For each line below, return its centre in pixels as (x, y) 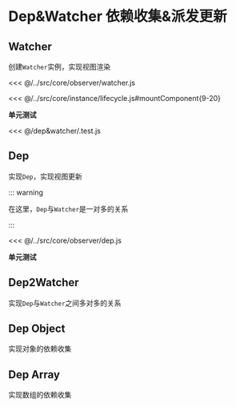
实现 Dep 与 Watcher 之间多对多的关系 (65, 303)
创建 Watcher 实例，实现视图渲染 (60, 66)
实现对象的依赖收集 (40, 349)
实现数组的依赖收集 (40, 395)
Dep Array (34, 375)
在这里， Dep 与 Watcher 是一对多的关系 (68, 208)
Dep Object (37, 329)
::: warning (26, 192)
